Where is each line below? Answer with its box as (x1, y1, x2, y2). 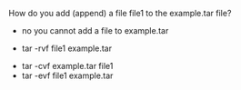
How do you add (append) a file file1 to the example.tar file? (8, 8, 232, 18)
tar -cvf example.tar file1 (21, 61, 114, 71)
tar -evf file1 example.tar (21, 70, 114, 81)
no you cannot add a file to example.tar (21, 25, 169, 35)
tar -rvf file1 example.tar (21, 43, 113, 54)
